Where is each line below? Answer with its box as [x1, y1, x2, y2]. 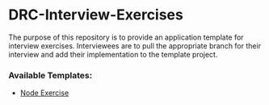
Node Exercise [19, 88, 69, 98]
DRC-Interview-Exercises [8, 6, 183, 24]
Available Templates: [8, 69, 93, 81]
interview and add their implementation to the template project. [8, 49, 218, 59]
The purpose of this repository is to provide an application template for [8, 32, 244, 42]
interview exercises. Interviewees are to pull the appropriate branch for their [8, 40, 261, 50]
